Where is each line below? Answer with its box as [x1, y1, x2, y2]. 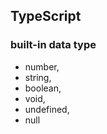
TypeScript [10, 8, 82, 25]
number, [24, 60, 60, 73]
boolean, [24, 82, 62, 94]
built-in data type [10, 38, 97, 52]
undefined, [24, 103, 70, 115]
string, [24, 71, 52, 83]
